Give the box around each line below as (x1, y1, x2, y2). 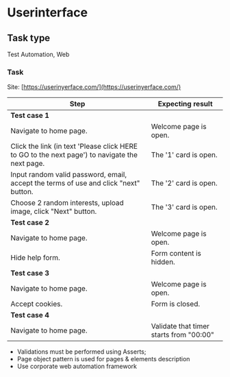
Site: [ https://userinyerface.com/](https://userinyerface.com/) (7, 83, 181, 91)
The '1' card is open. (151, 150, 218, 160)
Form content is (151, 249, 202, 258)
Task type (7, 32, 51, 44)
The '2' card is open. (151, 178, 218, 188)
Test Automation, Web (7, 50, 70, 58)
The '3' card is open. (151, 202, 218, 212)
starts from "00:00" (151, 330, 214, 340)
